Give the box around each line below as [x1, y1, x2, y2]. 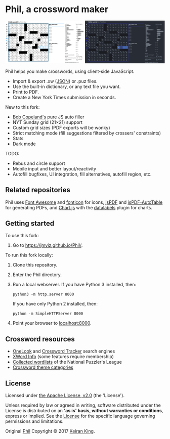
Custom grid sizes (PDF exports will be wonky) [12, 124, 110, 130]
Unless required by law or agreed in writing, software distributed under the [5, 402, 161, 408]
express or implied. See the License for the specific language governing [5, 413, 155, 419]
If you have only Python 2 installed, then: [12, 301, 98, 307]
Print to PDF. [12, 89, 39, 95]
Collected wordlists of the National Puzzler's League [12, 359, 122, 365]
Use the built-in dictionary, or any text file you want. [12, 83, 121, 90]
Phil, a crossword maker [5, 4, 109, 15]
